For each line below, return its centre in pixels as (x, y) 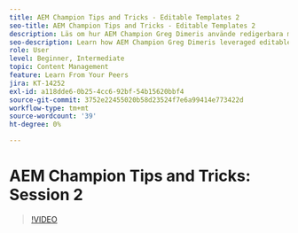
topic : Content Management (59, 67)
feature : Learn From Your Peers (69, 75)
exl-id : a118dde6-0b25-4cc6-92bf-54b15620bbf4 (97, 91)
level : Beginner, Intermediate (67, 58)
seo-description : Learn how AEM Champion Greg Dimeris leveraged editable (150, 42)
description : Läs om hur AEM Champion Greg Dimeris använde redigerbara (146, 34)
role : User (29, 50)
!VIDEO (44, 219)
